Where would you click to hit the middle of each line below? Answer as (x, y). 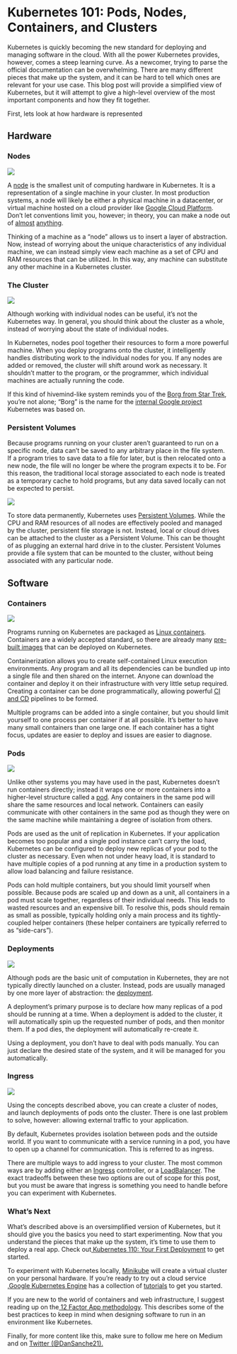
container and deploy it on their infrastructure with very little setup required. (118, 683)
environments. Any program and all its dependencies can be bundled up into (119, 668)
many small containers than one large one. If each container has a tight (111, 727)
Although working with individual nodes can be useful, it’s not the (103, 314)
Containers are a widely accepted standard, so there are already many (110, 639)
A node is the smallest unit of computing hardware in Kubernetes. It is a (111, 185)
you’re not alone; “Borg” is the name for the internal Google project (105, 401)
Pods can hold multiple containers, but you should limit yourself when (109, 885)
